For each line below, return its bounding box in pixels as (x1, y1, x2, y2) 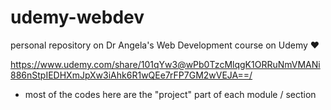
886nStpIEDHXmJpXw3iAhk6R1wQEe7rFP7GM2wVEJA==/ (10, 69, 253, 81)
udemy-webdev (10, 6, 145, 29)
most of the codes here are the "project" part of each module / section (24, 88, 317, 100)
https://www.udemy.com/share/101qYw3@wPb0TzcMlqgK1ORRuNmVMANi (10, 58, 321, 70)
